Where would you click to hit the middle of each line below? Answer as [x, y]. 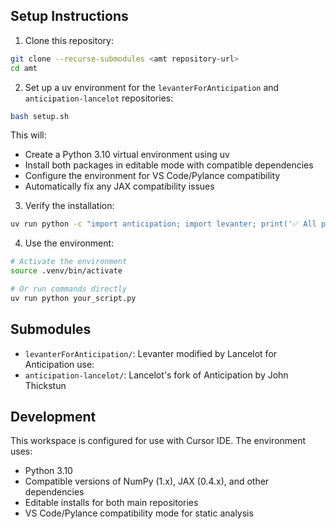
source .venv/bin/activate [66, 271]
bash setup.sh [40, 116]
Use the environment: [69, 243]
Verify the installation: [69, 206]
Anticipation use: [59, 364]
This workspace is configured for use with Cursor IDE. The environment [158, 441]
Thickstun [45, 385]
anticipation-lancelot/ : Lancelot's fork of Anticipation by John [156, 375]
